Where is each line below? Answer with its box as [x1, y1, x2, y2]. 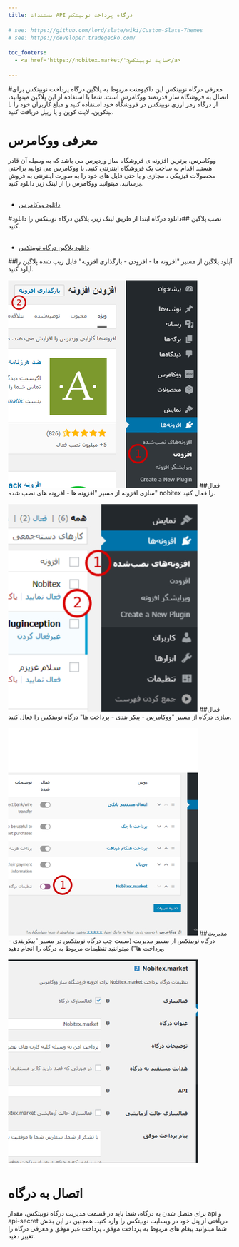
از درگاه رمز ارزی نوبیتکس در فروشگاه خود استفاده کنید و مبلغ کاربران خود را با [8, 100, 218, 108]
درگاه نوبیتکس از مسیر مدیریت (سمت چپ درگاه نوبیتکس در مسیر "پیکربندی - [8, 936, 215, 945]
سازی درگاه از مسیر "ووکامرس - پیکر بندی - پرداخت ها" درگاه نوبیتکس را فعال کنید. [8, 712, 232, 721]
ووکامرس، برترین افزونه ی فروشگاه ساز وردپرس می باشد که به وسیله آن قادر [8, 156, 217, 164]
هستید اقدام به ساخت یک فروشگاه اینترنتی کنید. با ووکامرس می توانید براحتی [8, 163, 213, 172]
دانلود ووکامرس [18, 200, 61, 208]
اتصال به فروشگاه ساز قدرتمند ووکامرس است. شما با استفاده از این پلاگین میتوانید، [8, 92, 229, 101]
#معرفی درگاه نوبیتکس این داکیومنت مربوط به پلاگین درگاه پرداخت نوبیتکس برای [8, 84, 223, 93]
